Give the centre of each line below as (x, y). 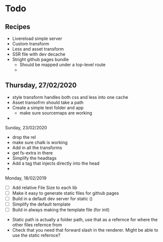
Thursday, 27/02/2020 (41, 85)
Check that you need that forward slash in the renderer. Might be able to (85, 230)
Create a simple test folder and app (48, 107)
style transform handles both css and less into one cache (70, 97)
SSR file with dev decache (39, 54)
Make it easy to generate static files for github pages (66, 193)
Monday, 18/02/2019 (26, 178)
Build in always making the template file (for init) (61, 210)
